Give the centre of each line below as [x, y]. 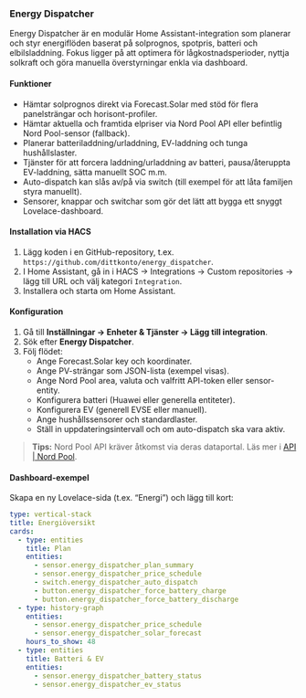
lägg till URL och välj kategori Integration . [102, 280]
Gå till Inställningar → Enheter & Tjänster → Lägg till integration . [145, 332]
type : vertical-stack [51, 514]
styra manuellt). [52, 191]
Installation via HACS [50, 232]
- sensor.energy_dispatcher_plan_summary [114, 566]
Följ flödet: [42, 351]
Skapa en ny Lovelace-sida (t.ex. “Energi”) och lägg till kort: [122, 498]
